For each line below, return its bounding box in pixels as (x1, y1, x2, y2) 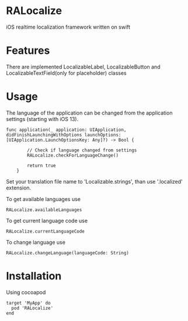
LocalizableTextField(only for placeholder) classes (6, 69, 127, 77)
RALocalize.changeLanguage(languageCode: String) (6, 250, 130, 256)
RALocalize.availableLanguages (6, 206, 82, 213)
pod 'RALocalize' (11, 305, 54, 311)
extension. (6, 184, 32, 191)
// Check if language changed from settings (27, 147, 137, 153)
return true (27, 163, 57, 168)
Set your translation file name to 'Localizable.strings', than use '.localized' (6, 178, 183, 185)
